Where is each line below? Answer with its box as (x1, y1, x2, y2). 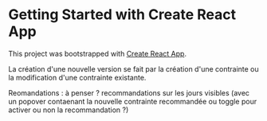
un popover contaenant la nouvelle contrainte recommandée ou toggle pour (8, 96, 257, 106)
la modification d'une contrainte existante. (8, 72, 147, 82)
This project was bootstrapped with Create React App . (8, 49, 187, 58)
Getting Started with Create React (8, 6, 237, 24)
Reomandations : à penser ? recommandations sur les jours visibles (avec (8, 88, 249, 97)
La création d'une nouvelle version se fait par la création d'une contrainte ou (8, 64, 259, 73)
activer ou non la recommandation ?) (8, 105, 129, 115)
